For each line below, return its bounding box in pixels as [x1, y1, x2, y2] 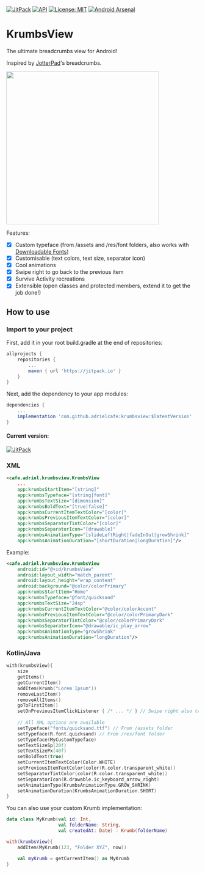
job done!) [15, 289, 41, 297]
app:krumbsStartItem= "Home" [17, 589, 88, 595]
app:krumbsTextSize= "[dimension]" [17, 498, 105, 504]
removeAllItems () [17, 697, 62, 703]
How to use [6, 306, 50, 317]
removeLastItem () [17, 691, 62, 697]
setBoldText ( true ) [17, 754, 64, 760]
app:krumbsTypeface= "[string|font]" [17, 492, 111, 498]
